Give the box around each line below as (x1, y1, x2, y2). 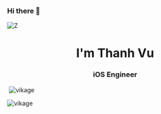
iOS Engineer (92, 70, 138, 79)
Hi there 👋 (7, 6, 41, 16)
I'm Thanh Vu (76, 46, 154, 61)
